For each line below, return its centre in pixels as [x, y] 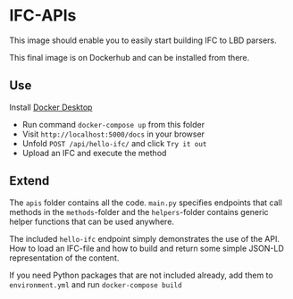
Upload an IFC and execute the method [94, 153]
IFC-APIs [43, 16]
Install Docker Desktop [51, 107]
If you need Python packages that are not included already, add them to [142, 275]
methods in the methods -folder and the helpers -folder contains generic [139, 212]
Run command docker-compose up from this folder [113, 124]
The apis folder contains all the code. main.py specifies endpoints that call [146, 203]
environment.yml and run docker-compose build [96, 284]
